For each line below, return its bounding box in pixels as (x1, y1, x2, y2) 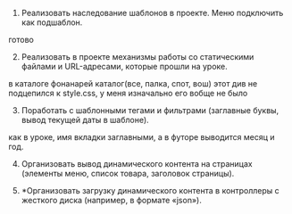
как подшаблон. (21, 17, 83, 28)
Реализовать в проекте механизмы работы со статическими (21, 52, 254, 62)
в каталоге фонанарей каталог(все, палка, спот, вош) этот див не (8, 78, 258, 88)
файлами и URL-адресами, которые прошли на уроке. (21, 62, 229, 71)
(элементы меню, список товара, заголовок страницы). (21, 169, 235, 178)
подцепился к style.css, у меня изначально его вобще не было (8, 88, 248, 98)
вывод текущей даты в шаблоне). (21, 115, 149, 125)
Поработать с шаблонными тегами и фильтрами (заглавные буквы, (21, 105, 279, 115)
